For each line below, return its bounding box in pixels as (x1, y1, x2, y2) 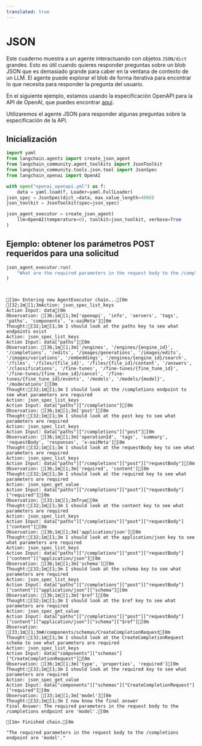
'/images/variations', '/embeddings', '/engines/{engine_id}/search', (6, 355, 187, 361)
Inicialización (6, 134, 57, 144)
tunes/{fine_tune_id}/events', (6, 376, 85, 382)
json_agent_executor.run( (6, 264, 71, 270)
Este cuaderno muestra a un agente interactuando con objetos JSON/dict (6, 55, 187, 62)
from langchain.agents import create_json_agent (6, 156, 130, 162)
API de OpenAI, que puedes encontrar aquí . (6, 98, 114, 106)
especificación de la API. (6, 116, 68, 124)
